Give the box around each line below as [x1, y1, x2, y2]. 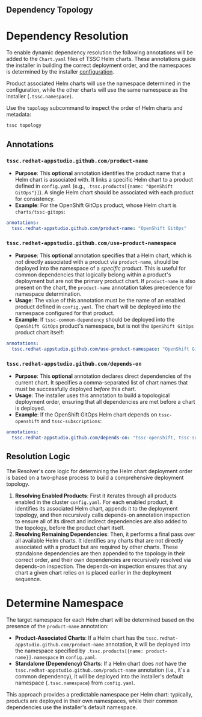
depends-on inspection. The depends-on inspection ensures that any [14, 562, 188, 570]
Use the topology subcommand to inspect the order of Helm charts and [6, 104, 183, 112]
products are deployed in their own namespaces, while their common [6, 697, 178, 705]
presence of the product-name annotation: [6, 623, 109, 630]
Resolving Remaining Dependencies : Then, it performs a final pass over [14, 531, 195, 538]
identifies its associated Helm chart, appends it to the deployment [14, 505, 179, 512]
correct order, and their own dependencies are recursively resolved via [14, 556, 191, 563]
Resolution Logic [6, 451, 70, 462]
